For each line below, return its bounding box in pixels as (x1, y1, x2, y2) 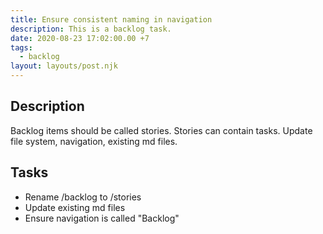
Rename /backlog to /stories (24, 191, 142, 203)
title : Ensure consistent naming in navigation (10, 14, 213, 25)
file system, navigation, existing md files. (10, 135, 178, 147)
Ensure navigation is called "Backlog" (24, 212, 180, 224)
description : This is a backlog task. (10, 24, 172, 34)
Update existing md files (24, 201, 126, 213)
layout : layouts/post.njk (10, 61, 118, 71)
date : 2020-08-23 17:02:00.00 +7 (10, 33, 150, 43)
